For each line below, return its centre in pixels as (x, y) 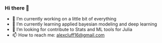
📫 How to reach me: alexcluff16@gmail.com (58, 35)
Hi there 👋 (17, 8)
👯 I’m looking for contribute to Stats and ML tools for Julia (72, 29)
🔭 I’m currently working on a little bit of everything (64, 19)
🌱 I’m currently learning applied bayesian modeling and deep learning (85, 24)
